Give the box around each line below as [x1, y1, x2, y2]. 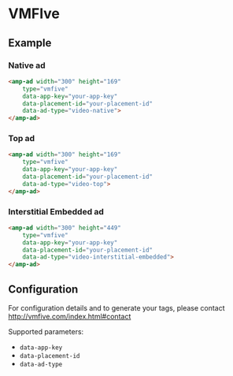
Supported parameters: [8, 327, 84, 337]
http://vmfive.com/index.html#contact [8, 312, 131, 322]
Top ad [8, 133, 35, 144]
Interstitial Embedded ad [8, 206, 105, 217]
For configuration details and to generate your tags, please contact [8, 303, 226, 313]
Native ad [8, 60, 46, 71]
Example [8, 36, 52, 50]
